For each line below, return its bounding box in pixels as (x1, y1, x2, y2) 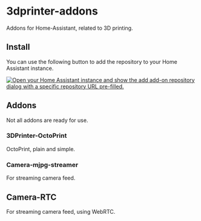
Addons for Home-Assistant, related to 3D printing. (6, 24, 133, 32)
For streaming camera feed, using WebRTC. (6, 208, 116, 215)
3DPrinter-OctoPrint (6, 132, 67, 140)
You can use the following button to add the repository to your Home (6, 58, 177, 65)
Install (6, 42, 30, 52)
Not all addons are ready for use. (6, 117, 88, 124)
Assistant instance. (6, 64, 54, 72)
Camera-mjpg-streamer (6, 160, 79, 169)
